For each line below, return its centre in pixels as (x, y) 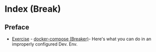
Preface (17, 27)
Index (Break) (33, 9)
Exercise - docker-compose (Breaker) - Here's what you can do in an (81, 39)
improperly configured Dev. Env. (44, 44)
